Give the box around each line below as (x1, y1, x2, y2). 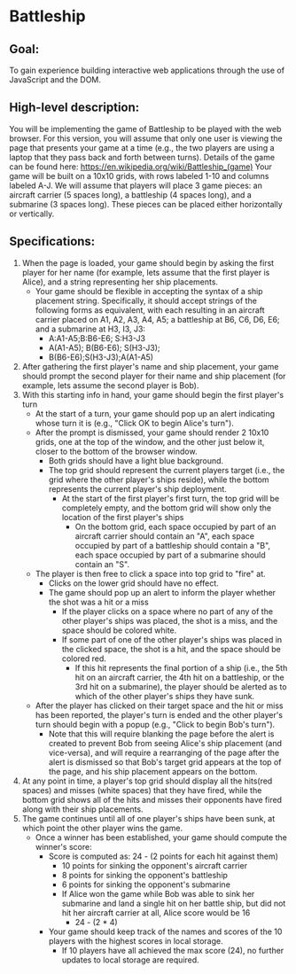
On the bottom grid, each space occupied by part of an (74, 521, 277, 532)
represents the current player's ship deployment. (48, 483, 228, 494)
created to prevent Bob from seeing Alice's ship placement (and (48, 737, 282, 748)
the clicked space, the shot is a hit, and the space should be (61, 643, 281, 654)
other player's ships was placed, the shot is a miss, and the (61, 615, 278, 626)
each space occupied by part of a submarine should (74, 549, 266, 560)
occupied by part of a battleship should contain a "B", (74, 540, 271, 550)
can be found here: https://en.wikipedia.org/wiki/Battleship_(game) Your (9, 161, 273, 172)
